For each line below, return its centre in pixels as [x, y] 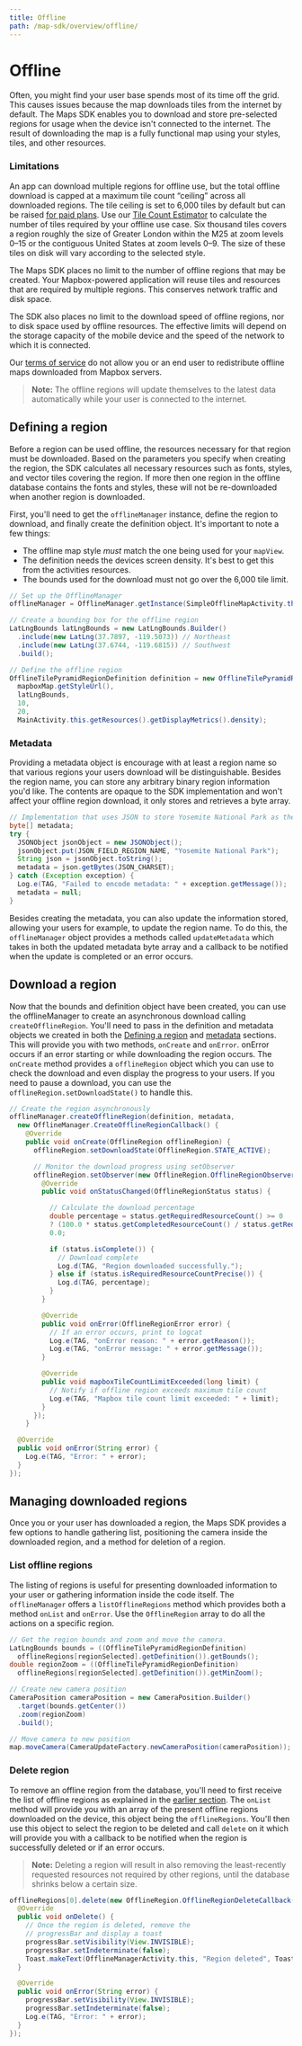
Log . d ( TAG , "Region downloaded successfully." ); [150, 1266]
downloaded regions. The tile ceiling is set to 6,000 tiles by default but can [147, 205]
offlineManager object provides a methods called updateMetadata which [142, 937]
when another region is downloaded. [77, 496]
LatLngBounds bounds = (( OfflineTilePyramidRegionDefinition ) [128, 1648]
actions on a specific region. [62, 1623]
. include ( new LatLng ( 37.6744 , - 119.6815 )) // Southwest [124, 645]
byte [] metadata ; [42, 825]
